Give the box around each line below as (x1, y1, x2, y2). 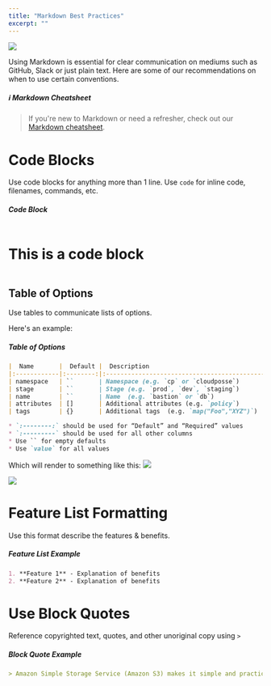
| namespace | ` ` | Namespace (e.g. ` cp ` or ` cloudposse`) (8, 377, 240, 385)
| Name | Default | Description (8, 362, 150, 371)
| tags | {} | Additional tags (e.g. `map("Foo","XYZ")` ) (8, 408, 258, 416)
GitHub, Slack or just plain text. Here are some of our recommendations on (8, 66, 256, 75)
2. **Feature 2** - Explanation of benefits (8, 577, 161, 585)
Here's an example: (8, 324, 73, 333)
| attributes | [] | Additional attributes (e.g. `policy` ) (8, 400, 240, 409)
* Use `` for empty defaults (8, 437, 106, 445)
